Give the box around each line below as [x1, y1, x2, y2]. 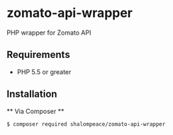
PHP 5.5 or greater [16, 67, 72, 76]
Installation [6, 88, 57, 100]
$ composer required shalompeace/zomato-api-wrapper [6, 120, 166, 128]
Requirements [6, 49, 70, 61]
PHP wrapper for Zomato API [6, 28, 91, 37]
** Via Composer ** [6, 107, 65, 115]
